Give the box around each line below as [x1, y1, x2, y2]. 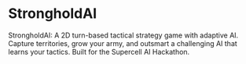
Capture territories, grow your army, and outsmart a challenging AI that [8, 38, 237, 48]
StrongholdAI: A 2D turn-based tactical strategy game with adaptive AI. [8, 30, 239, 40]
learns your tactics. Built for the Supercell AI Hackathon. [8, 47, 190, 56]
